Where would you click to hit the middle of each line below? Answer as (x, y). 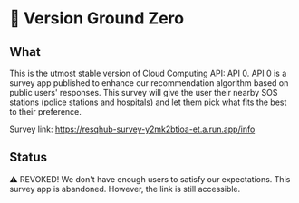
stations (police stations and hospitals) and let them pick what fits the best (148, 102)
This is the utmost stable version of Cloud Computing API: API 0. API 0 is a (148, 73)
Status (29, 157)
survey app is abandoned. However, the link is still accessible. (125, 189)
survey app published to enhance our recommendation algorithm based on (149, 83)
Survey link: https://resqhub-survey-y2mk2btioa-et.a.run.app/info (132, 129)
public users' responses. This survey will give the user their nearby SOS (144, 92)
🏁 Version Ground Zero (96, 18)
